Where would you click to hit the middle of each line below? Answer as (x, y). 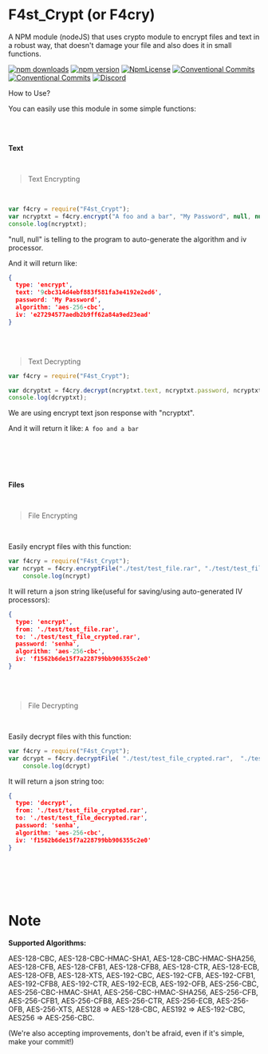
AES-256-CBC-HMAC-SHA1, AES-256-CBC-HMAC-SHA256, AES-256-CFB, (133, 992)
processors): (29, 599)
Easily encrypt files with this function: (70, 547)
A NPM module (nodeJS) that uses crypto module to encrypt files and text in (134, 37)
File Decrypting (53, 705)
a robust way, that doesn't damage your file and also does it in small (120, 45)
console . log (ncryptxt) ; (48, 224)
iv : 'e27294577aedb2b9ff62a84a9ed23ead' (83, 314)
